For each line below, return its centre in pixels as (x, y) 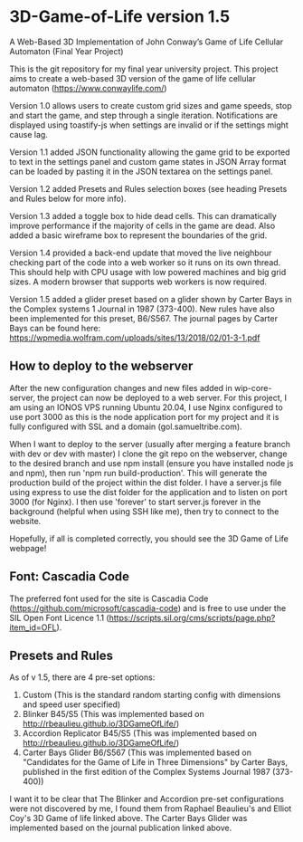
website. (25, 521)
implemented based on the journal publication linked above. (121, 828)
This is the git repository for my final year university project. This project (144, 69)
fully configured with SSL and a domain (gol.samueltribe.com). (126, 426)
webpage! (28, 548)
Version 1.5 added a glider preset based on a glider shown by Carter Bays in (151, 299)
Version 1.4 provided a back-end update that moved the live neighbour (141, 253)
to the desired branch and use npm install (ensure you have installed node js (151, 463)
